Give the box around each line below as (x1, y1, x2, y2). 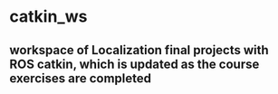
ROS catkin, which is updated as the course (9, 56, 260, 71)
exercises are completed (9, 70, 152, 86)
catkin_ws (9, 6, 88, 27)
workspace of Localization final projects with (9, 42, 269, 58)
